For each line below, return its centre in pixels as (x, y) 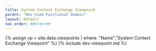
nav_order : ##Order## (28, 24)
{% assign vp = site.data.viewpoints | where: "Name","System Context (78, 38)
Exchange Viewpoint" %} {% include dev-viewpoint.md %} (66, 43)
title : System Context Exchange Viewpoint (50, 10)
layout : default (22, 19)
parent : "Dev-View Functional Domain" (46, 14)
